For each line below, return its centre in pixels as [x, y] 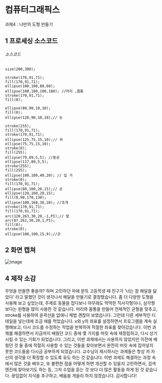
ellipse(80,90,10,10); [28, 108]
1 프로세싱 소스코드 [32, 41]
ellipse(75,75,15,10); [28, 144]
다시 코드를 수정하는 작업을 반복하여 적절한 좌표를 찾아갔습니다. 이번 [87, 327]
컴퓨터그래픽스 [32, 10]
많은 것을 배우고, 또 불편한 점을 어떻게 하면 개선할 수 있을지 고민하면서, [80, 364]
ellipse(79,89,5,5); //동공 [32, 157]
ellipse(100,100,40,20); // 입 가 [39, 175]
